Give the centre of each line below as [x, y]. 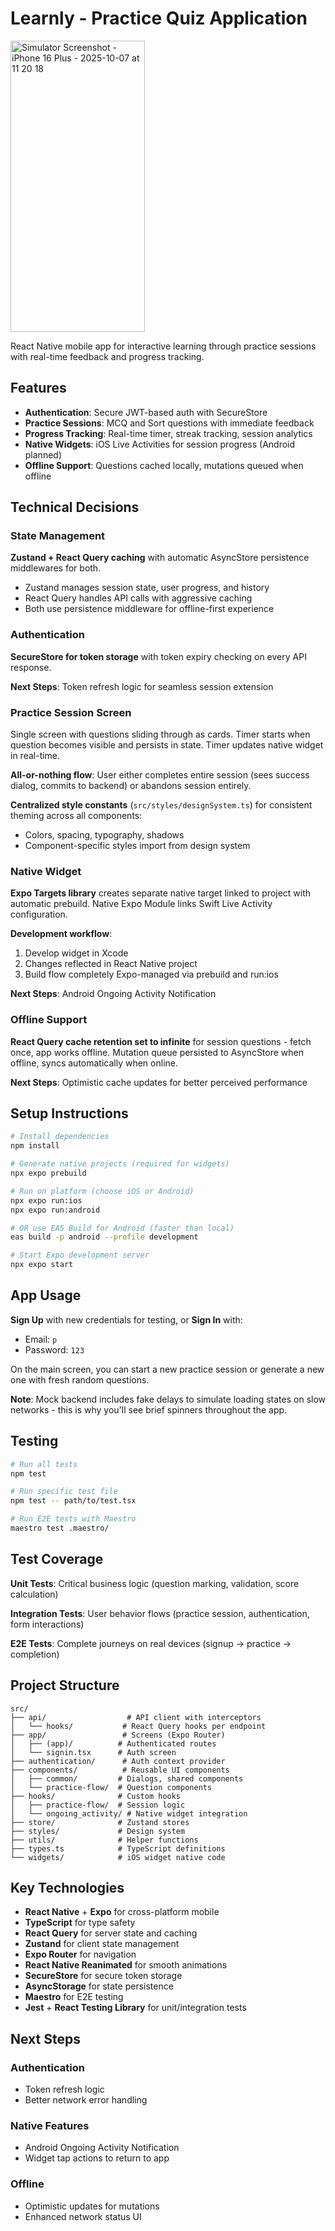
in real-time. [35, 756]
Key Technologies [67, 1887]
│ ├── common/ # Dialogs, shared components [127, 1778]
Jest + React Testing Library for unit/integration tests [135, 2008]
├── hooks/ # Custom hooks [96, 1796]
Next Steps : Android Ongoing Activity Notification [113, 994]
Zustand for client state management [102, 1944]
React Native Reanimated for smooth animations [126, 1965]
